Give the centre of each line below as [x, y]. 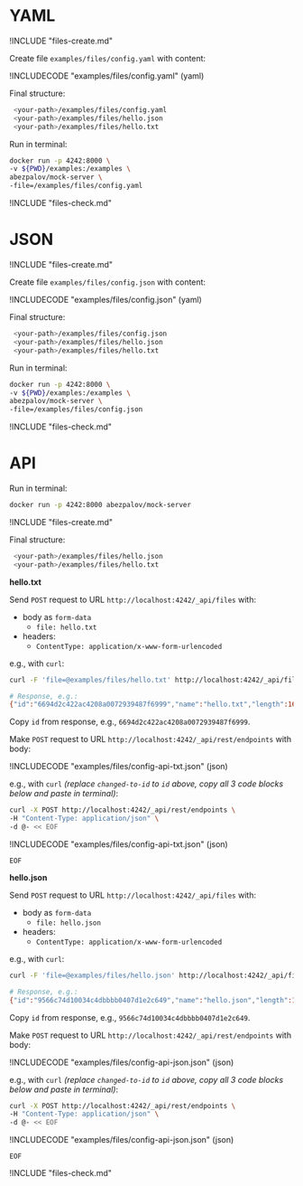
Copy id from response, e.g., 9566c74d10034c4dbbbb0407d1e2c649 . [130, 1017]
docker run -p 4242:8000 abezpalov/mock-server [101, 505]
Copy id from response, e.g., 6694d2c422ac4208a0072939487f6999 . [130, 722]
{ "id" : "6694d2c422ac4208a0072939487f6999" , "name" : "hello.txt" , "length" [147, 705]
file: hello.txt [66, 627]
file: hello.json [69, 923]
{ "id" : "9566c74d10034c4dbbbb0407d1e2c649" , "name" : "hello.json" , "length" [149, 1000]
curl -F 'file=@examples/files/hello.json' [92, 975]
